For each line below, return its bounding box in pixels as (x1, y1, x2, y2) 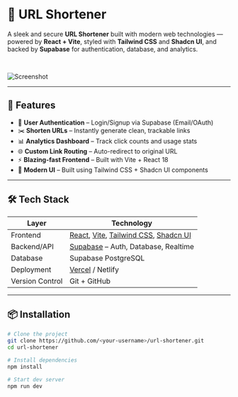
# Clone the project (7, 330, 69, 338)
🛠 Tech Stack (7, 194, 69, 206)
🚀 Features (7, 99, 56, 112)
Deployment (11, 265, 52, 275)
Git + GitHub (69, 276, 111, 286)
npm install (7, 363, 42, 370)
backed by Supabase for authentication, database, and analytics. (7, 45, 198, 53)
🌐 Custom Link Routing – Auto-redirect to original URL (17, 146, 178, 155)
